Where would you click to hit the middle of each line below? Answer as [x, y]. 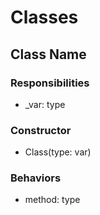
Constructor [41, 130]
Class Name [48, 54]
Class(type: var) [58, 152]
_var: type [45, 104]
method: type [52, 200]
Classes [44, 17]
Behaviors [36, 178]
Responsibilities [50, 83]
